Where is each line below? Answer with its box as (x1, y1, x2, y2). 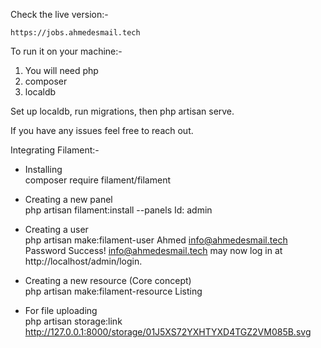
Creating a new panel (24, 194, 113, 205)
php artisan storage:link (24, 315, 123, 327)
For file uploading (24, 305, 98, 316)
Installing (24, 164, 63, 175)
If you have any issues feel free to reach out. (10, 125, 194, 136)
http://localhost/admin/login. (24, 255, 143, 267)
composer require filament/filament (24, 174, 172, 186)
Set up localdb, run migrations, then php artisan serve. (10, 105, 235, 117)
